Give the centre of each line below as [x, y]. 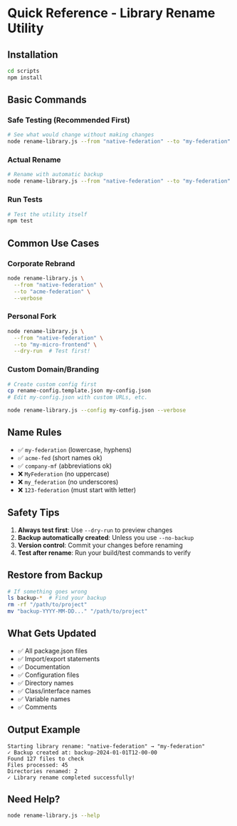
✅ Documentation [44, 667]
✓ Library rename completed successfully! [71, 777]
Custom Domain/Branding [53, 369]
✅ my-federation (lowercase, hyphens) [74, 449]
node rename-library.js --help [54, 816]
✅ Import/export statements [59, 658]
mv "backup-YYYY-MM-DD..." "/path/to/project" [78, 611]
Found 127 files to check [46, 759]
